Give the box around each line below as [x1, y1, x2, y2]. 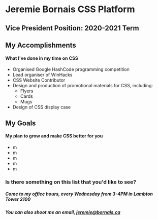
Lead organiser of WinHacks [12, 72, 73, 78]
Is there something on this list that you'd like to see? [5, 178, 136, 186]
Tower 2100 [5, 196, 31, 202]
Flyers [20, 88, 34, 94]
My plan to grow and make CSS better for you [5, 133, 103, 139]
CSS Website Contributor [12, 77, 66, 83]
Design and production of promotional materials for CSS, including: [12, 83, 153, 89]
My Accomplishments [5, 41, 76, 49]
